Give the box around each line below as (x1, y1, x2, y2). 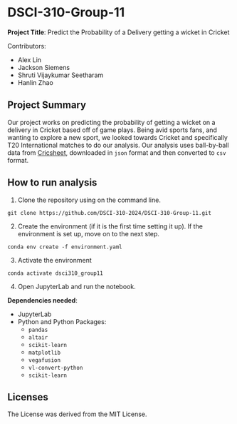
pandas (28, 326, 48, 333)
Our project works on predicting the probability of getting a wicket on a (7, 118, 216, 126)
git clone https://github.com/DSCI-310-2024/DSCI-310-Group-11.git (7, 209, 212, 216)
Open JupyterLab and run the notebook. (17, 282, 137, 291)
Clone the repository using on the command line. (17, 196, 162, 204)
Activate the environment (17, 256, 93, 264)
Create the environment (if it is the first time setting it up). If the (17, 222, 203, 231)
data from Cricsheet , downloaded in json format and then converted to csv (7, 148, 226, 157)
